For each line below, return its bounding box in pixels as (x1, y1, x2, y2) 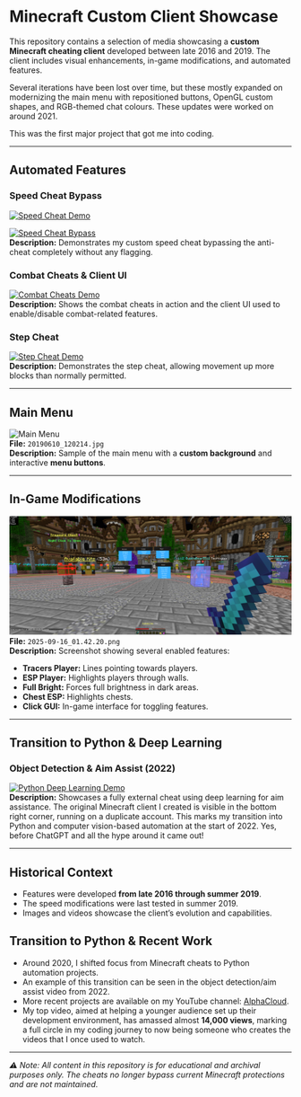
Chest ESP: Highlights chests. (21, 691, 133, 702)
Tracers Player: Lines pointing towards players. (21, 662, 199, 673)
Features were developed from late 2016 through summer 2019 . (21, 889, 262, 899)
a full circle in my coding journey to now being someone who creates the (21, 1024, 291, 1035)
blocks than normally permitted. (9, 370, 127, 381)
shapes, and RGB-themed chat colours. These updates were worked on (9, 101, 274, 111)
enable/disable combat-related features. (9, 308, 159, 319)
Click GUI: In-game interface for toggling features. (21, 701, 209, 712)
